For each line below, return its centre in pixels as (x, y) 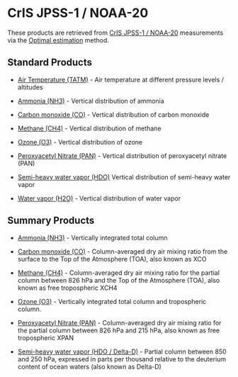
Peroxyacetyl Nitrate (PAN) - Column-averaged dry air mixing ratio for (119, 322)
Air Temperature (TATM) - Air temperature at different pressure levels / (121, 79)
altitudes (30, 87)
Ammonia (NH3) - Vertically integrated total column (92, 237)
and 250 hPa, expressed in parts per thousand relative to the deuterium (122, 359)
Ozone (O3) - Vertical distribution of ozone (80, 142)
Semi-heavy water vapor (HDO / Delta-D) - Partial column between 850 (122, 351)
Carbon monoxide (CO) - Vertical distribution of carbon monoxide (113, 114)
